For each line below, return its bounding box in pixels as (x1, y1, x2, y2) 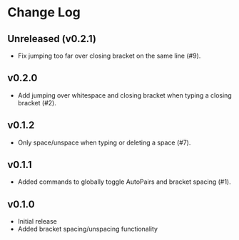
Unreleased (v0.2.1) (7, 33, 96, 45)
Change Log (7, 4, 81, 21)
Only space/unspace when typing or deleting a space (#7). (17, 138, 191, 147)
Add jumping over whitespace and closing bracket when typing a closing (17, 90, 232, 100)
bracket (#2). (17, 98, 57, 107)
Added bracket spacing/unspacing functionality (17, 225, 158, 234)
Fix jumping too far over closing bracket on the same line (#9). (17, 51, 201, 60)
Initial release (17, 217, 57, 226)
